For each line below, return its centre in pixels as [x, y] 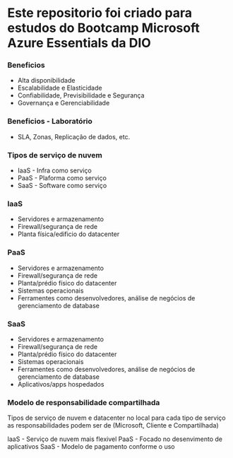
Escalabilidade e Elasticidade [60, 88]
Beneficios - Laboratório [50, 122]
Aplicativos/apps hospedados [61, 384]
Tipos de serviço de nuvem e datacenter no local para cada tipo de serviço [116, 418]
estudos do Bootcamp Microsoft [103, 28]
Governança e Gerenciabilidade [64, 103]
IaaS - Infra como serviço [54, 170]
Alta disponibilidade [46, 81]
